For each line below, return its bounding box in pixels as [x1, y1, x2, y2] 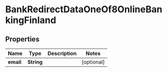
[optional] [81, 59, 105, 65]
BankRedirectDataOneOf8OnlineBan [5, 4, 162, 15]
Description [47, 50, 77, 57]
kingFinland [5, 14, 57, 26]
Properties [5, 35, 40, 43]
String [27, 59, 43, 65]
